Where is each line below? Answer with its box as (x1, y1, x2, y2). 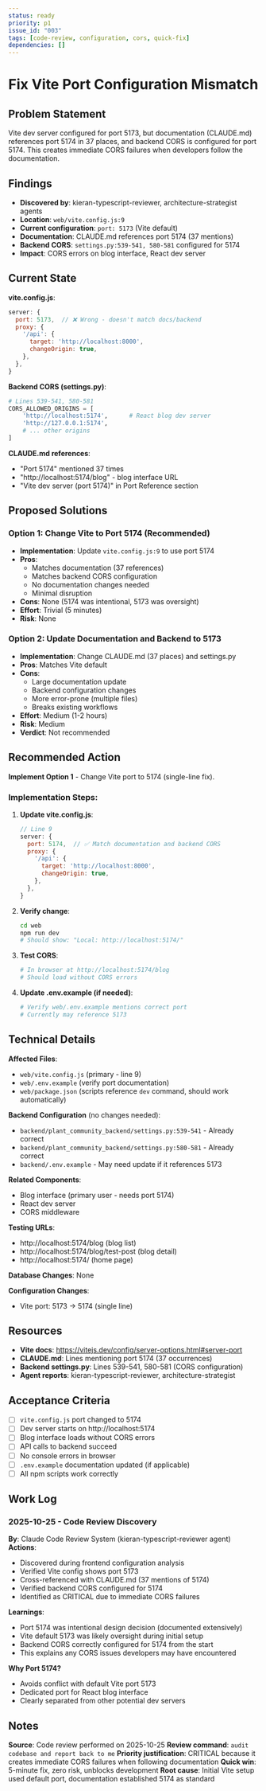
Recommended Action (8, 751, 121, 764)
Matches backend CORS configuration (31, 571, 157, 581)
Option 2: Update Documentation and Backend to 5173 (8, 634, 222, 645)
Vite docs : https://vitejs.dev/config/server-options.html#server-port (19, 1345, 243, 1355)
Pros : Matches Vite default (19, 660, 107, 669)
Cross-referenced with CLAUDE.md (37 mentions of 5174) (19, 1575, 210, 1585)
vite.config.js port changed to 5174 (19, 1414, 141, 1425)
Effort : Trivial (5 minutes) (19, 605, 102, 615)
